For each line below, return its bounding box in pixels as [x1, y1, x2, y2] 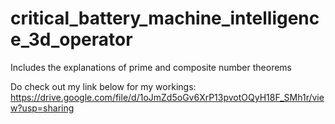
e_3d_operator [10, 28, 133, 51]
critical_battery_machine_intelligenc [10, 7, 320, 30]
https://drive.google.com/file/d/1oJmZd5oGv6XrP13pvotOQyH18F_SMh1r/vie [10, 91, 325, 103]
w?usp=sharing [10, 102, 75, 114]
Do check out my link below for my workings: [10, 80, 197, 92]
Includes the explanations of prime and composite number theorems [10, 61, 292, 73]
